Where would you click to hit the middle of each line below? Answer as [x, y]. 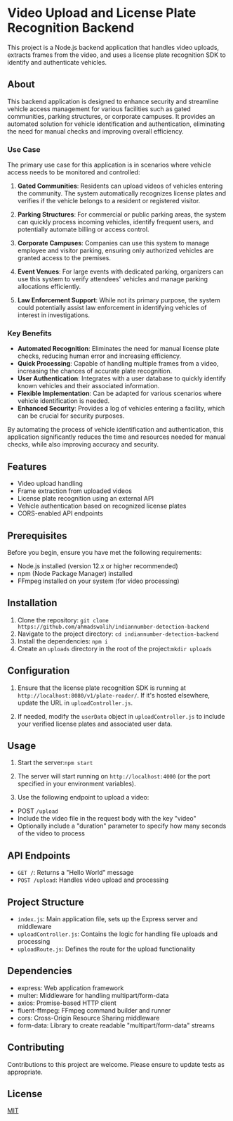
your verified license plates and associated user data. [95, 724]
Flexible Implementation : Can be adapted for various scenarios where [120, 393]
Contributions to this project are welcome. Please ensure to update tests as [116, 1064]
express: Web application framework [71, 988]
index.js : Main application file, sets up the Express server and [107, 919]
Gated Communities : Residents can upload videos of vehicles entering [120, 186]
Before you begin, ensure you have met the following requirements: [105, 552]
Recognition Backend [71, 28]
